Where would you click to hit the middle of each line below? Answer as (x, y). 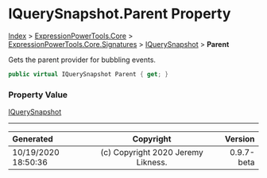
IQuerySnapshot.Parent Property (120, 14)
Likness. (152, 162)
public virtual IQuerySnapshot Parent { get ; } (89, 74)
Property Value (38, 95)
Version (240, 139)
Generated (33, 139)
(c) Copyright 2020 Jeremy (152, 153)
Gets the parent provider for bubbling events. (82, 60)
